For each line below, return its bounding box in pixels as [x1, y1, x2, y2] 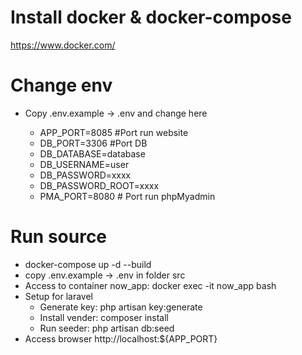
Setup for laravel [24, 290, 94, 302]
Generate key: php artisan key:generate [39, 301, 203, 313]
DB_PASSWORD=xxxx [39, 169, 132, 181]
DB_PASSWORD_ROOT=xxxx [39, 179, 160, 191]
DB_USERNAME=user [39, 158, 130, 170]
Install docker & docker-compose [10, 6, 292, 29]
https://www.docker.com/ [10, 39, 116, 51]
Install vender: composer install [39, 311, 169, 323]
